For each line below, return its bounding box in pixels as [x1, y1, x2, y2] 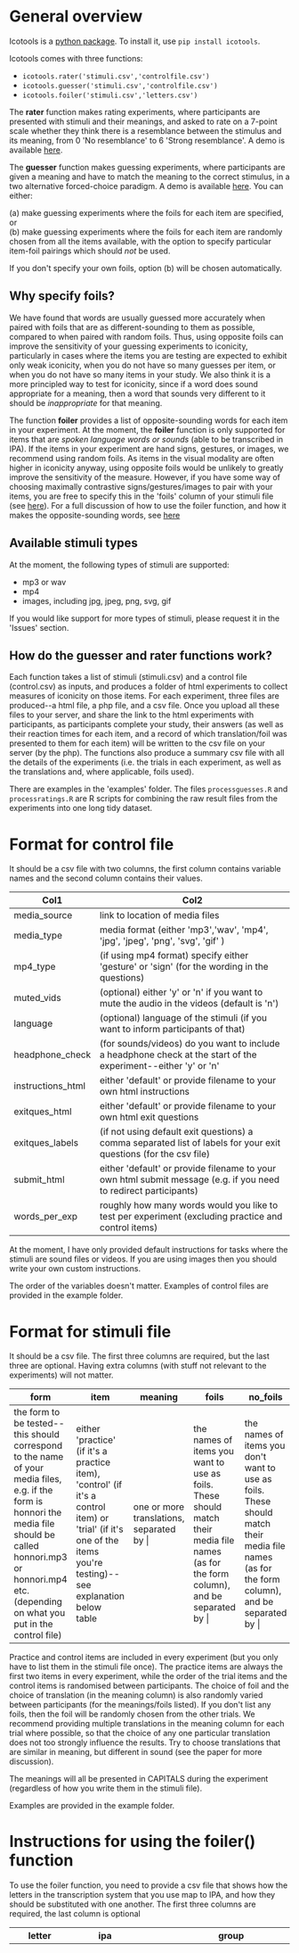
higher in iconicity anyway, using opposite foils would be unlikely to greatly [9, 462, 284, 473]
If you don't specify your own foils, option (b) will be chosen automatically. [9, 262, 283, 273]
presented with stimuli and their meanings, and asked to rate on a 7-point [9, 116, 278, 127]
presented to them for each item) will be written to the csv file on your [9, 738, 265, 749]
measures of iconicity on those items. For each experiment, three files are [9, 691, 280, 701]
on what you [13, 1607, 66, 1619]
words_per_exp [13, 1211, 78, 1223]
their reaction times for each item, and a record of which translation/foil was [9, 729, 287, 740]
